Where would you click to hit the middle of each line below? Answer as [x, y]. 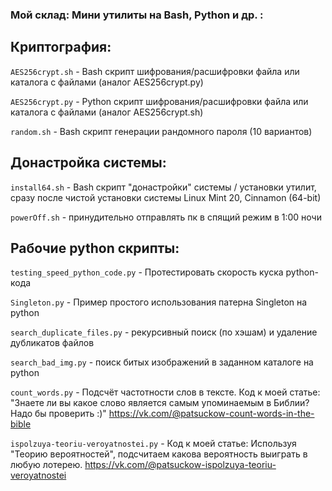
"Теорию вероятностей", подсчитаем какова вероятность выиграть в [159, 454]
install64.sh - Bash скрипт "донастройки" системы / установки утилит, [163, 187]
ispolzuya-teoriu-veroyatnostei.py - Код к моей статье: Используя [153, 444]
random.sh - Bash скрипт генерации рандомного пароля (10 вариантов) [161, 131]
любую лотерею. [46, 465]
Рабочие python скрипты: [95, 248]
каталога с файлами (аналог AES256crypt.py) [107, 82]
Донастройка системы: [88, 163]
